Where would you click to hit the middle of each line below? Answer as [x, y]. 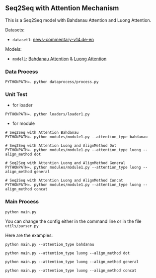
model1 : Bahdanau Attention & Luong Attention [59, 59]
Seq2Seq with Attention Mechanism [62, 8]
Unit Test [16, 94]
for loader [22, 105]
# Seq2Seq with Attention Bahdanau [42, 133]
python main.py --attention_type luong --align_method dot [68, 253]
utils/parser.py [22, 226]
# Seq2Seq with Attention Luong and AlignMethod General [65, 163]
